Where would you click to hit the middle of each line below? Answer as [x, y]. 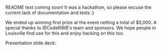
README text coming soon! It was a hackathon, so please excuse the [78, 7]
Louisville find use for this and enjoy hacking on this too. [65, 33]
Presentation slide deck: [31, 43]
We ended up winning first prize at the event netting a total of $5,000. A [81, 22]
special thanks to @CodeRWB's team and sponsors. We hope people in [81, 28]
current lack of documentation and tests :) [50, 13]
